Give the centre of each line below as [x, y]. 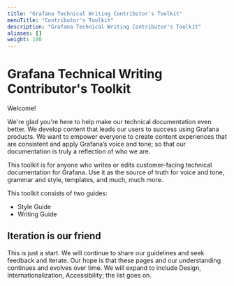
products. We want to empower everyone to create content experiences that [117, 137]
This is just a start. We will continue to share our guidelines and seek [106, 253]
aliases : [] [24, 33]
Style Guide [34, 207]
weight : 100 [24, 40]
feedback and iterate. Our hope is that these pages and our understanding [114, 260]
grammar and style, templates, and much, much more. [85, 180]
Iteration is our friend [54, 236]
